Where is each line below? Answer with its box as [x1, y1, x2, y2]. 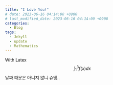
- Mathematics [9, 43, 38, 48]
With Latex [5, 57, 27, 63]
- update [9, 39, 27, 44]
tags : [5, 30, 16, 35]
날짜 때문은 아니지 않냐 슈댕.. [5, 75, 60, 81]
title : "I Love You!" [5, 7, 49, 12]
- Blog [9, 25, 23, 30]
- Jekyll [9, 35, 27, 40]
